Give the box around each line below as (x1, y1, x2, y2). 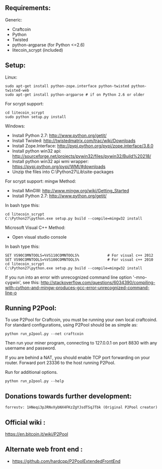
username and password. (5, 345, 56, 351)
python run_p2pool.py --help (5, 379, 64, 384)
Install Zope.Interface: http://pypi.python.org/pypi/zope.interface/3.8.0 (12, 143, 154, 148)
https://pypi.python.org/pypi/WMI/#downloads (12, 163, 106, 169)
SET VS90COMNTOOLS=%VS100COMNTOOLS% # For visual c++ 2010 (5, 257, 153, 262)
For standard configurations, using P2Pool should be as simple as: (5, 322, 138, 328)
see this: (22, 279, 40, 285)
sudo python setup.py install (5, 114, 67, 119)
